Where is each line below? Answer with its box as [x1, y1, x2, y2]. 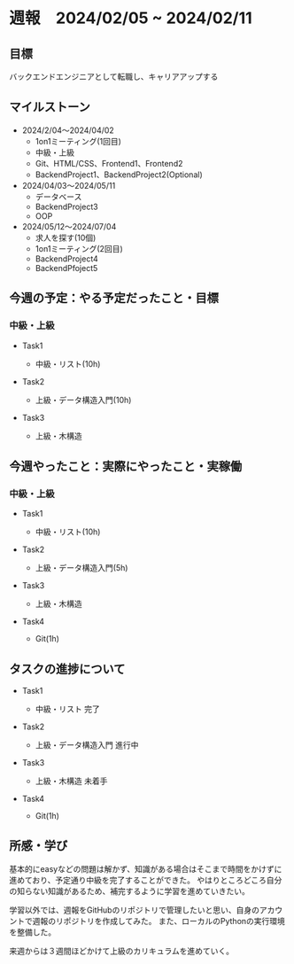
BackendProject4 [35, 253, 99, 264]
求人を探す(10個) [35, 232, 97, 243]
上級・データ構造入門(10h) [35, 394, 132, 405]
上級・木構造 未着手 [35, 776, 108, 786]
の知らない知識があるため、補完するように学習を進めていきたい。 [9, 885, 250, 896]
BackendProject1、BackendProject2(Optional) [35, 169, 204, 180]
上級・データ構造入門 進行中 [35, 740, 139, 750]
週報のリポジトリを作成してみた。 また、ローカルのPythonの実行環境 [32, 915, 286, 926]
